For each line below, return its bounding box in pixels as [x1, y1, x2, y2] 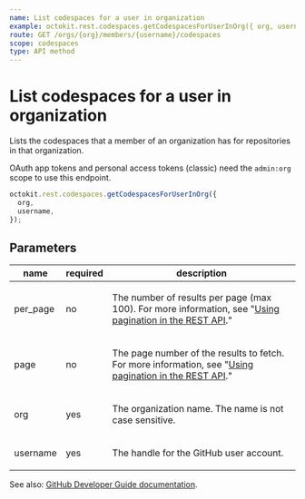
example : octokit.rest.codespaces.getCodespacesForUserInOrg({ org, [9, 22, 274, 31]
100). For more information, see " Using [112, 303, 280, 316]
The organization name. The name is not [112, 403, 284, 416]
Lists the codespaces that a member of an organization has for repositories [9, 135, 290, 146]
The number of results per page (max [112, 291, 272, 304]
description [176, 267, 228, 279]
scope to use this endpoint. [9, 172, 112, 183]
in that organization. [9, 145, 84, 156]
